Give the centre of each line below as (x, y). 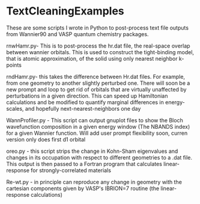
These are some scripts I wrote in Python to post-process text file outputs (98, 28)
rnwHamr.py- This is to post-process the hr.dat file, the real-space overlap (98, 46)
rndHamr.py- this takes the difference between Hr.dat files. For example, (95, 76)
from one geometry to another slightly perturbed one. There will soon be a (98, 83)
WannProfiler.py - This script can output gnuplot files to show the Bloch (95, 120)
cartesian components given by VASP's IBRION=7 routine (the (83, 188)
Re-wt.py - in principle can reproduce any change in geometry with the (94, 182)
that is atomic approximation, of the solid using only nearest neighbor (92, 58)
